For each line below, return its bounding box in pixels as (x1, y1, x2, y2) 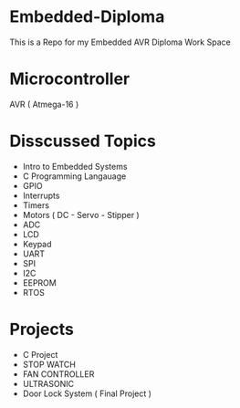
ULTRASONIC (22, 378, 75, 389)
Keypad (22, 238, 52, 249)
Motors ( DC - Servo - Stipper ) (22, 209, 140, 220)
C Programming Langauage (22, 171, 127, 182)
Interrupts (22, 190, 60, 201)
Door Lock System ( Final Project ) (22, 388, 152, 399)
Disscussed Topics (9, 131, 157, 152)
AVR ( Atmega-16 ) (9, 99, 79, 110)
